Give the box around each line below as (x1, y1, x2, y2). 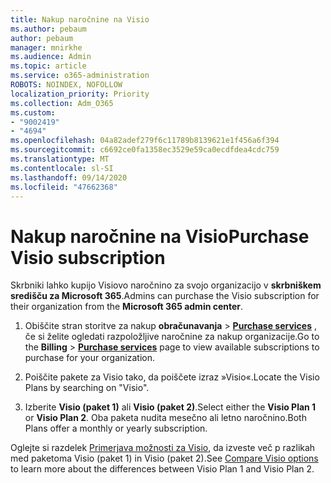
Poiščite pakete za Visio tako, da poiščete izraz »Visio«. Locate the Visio (24, 371, 320, 383)
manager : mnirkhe (10, 42, 83, 53)
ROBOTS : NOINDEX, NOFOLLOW (10, 80, 123, 90)
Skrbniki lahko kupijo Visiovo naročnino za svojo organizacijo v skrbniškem (10, 279, 322, 291)
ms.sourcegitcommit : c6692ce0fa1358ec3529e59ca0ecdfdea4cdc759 (10, 145, 280, 155)
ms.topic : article (10, 61, 87, 71)
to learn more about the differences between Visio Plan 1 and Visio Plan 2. (10, 463, 315, 475)
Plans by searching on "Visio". (24, 382, 150, 394)
